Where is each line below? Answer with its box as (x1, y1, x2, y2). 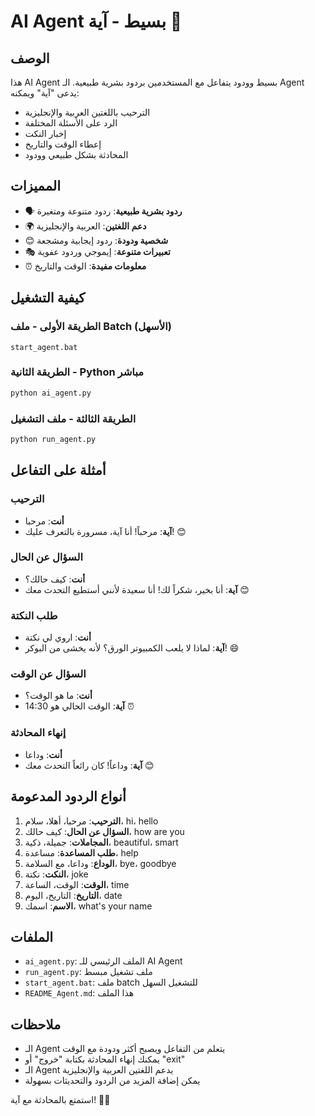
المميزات (10, 178, 62, 195)
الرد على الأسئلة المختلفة (24, 117, 118, 129)
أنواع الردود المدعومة (10, 788, 127, 805)
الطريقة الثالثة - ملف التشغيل (10, 411, 137, 425)
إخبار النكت (24, 128, 67, 139)
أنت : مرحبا (24, 515, 65, 527)
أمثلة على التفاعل (10, 462, 107, 479)
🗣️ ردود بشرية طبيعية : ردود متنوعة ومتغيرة (24, 205, 183, 217)
